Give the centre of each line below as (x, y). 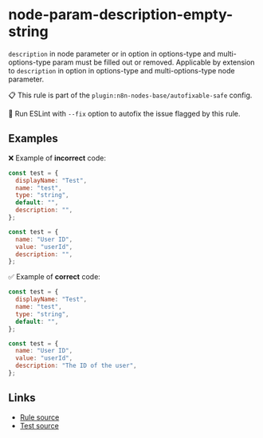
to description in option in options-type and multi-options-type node (122, 70)
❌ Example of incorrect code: (57, 158)
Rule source (39, 417)
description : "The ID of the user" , (76, 366)
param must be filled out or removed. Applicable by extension (153, 62)
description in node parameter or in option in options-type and (112, 53)
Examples (33, 138)
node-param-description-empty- (121, 15)
